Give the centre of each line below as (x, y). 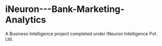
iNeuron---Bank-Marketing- (65, 9)
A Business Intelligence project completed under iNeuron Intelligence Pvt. (81, 33)
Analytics (26, 20)
